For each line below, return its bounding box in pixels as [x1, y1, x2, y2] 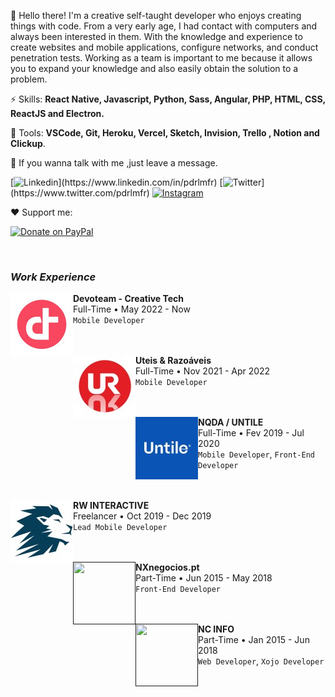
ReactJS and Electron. [10, 108, 105, 119]
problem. [10, 73, 48, 85]
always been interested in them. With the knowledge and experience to [10, 31, 303, 42]
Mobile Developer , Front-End [198, 448, 315, 460]
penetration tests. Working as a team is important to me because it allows [10, 52, 313, 64]
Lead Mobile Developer [73, 523, 168, 533]
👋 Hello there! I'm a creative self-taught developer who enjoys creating [10, 10, 302, 21]
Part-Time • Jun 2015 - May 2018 [135, 572, 273, 584]
